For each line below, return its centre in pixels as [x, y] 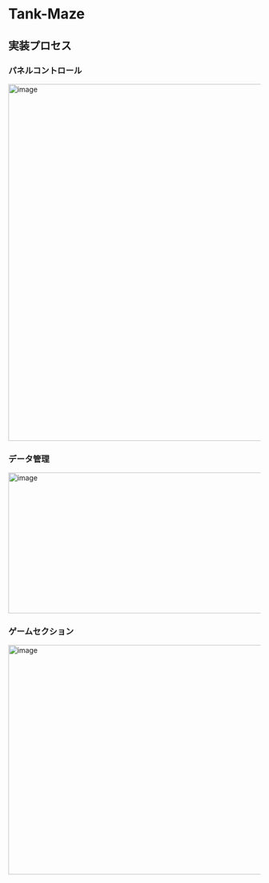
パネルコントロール [45, 71]
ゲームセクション [41, 632]
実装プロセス [40, 45]
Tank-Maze [47, 14]
